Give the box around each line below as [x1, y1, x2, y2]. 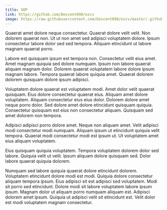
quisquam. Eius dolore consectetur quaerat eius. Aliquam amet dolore [5, 91, 148, 97]
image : [5, 16, 19, 21]
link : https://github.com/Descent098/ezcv [5, 12, 94, 17]
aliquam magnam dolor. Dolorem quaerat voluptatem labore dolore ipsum [5, 66, 155, 72]
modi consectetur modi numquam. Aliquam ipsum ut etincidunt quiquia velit [5, 128, 160, 134]
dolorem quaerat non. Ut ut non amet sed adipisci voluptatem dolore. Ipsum [5, 35, 160, 41]
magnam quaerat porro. [5, 46, 54, 52]
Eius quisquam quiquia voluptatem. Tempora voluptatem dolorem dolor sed [5, 147, 159, 154]
